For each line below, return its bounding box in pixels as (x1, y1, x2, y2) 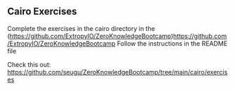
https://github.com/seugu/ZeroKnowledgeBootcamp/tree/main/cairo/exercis (7, 67, 228, 76)
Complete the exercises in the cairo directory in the (7, 24, 156, 32)
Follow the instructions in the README (116, 39, 228, 48)
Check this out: (7, 60, 51, 69)
